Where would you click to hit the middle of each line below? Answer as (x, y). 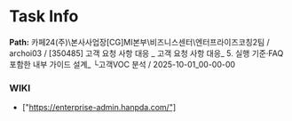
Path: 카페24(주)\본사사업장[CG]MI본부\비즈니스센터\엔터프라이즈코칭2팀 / (140, 42)
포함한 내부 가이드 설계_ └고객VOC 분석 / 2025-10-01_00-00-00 (122, 64)
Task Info (44, 16)
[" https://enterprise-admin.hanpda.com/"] (99, 108)
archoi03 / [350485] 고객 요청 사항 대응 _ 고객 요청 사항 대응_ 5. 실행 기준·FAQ (146, 53)
